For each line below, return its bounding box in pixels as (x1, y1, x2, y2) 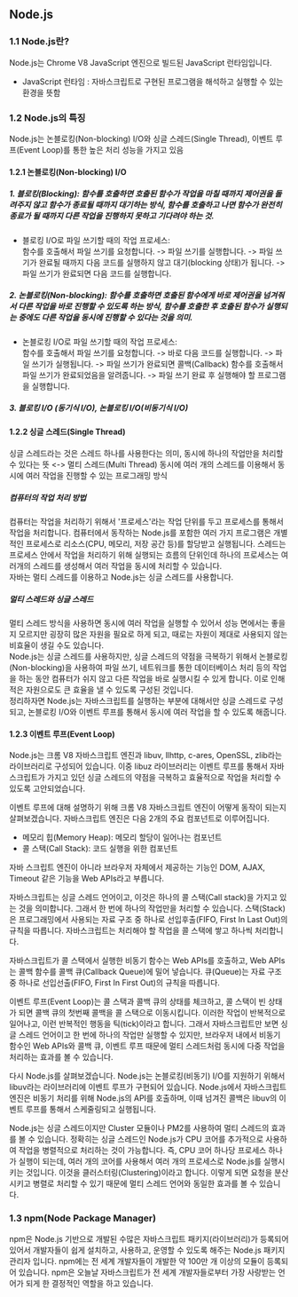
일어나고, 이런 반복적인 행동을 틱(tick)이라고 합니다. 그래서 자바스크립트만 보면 (9, 1018, 279, 1029)
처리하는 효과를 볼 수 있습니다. (9, 1052, 114, 1063)
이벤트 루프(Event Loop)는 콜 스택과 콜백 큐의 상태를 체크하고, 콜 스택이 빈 (9, 996, 266, 1007)
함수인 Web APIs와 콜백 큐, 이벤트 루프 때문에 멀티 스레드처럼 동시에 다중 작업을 (9, 1040, 286, 1051)
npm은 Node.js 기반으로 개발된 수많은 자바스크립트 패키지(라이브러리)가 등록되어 (9, 1233, 289, 1244)
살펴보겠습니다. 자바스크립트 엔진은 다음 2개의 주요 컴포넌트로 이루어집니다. (9, 813, 271, 824)
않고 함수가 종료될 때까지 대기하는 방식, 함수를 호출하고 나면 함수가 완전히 (32, 200, 282, 210)
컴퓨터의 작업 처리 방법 (9, 492, 87, 502)
